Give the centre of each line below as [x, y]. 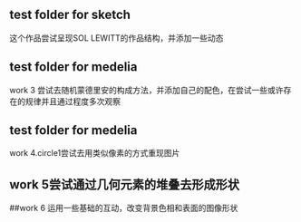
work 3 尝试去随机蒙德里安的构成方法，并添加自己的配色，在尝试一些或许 [146, 90]
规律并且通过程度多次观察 [73, 101]
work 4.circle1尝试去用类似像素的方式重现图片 [95, 153]
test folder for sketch [70, 15]
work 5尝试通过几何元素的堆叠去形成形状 [125, 184]
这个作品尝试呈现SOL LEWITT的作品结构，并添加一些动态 [117, 38]
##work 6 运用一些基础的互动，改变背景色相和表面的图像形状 [124, 208]
